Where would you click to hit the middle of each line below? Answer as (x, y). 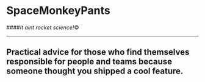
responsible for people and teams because (89, 62)
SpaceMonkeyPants (59, 11)
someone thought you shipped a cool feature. (95, 71)
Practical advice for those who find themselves (98, 52)
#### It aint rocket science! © (43, 27)
